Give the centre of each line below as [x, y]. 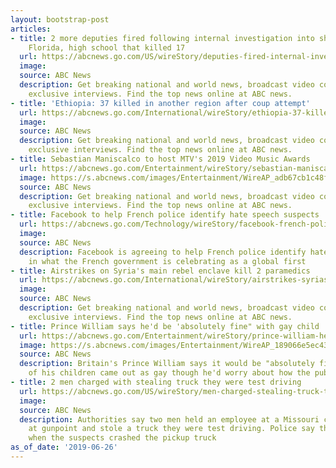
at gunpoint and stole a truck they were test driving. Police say [171, 429]
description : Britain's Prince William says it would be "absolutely [167, 364]
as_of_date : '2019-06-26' [64, 447]
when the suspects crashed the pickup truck [122, 438]
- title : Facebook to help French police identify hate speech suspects [165, 215]
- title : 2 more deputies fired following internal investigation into [162, 38]
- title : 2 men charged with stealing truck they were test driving [156, 382]
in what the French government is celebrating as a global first [167, 261]
